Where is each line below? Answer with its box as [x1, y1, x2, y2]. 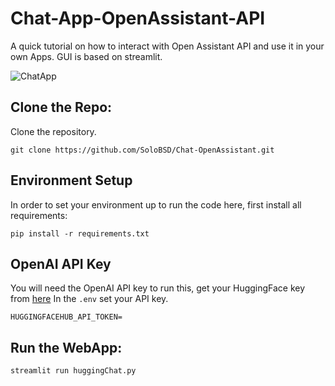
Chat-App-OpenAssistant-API [10, 7, 266, 30]
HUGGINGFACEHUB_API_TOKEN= [10, 312, 123, 322]
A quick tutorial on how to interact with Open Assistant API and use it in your [10, 40, 325, 52]
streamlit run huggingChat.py [10, 366, 137, 376]
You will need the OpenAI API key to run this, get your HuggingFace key [10, 282, 306, 294]
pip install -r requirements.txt [10, 228, 150, 239]
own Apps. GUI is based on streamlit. [10, 50, 163, 62]
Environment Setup [10, 172, 133, 189]
